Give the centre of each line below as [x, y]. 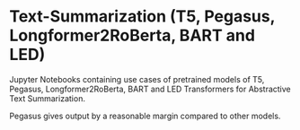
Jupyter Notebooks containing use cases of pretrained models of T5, [137, 79]
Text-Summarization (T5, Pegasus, [142, 17]
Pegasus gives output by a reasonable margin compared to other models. [145, 116]
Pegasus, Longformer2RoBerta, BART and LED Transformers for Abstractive [150, 89]
